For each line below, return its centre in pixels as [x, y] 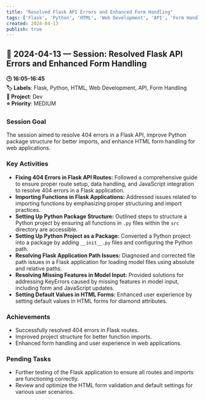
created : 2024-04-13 [33, 23]
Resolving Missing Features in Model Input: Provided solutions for [99, 275]
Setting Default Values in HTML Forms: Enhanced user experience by [103, 294]
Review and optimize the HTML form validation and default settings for [104, 385]
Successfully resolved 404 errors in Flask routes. [77, 330]
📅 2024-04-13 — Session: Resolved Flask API [95, 54]
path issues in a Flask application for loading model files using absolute [105, 262]
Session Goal [26, 121]
